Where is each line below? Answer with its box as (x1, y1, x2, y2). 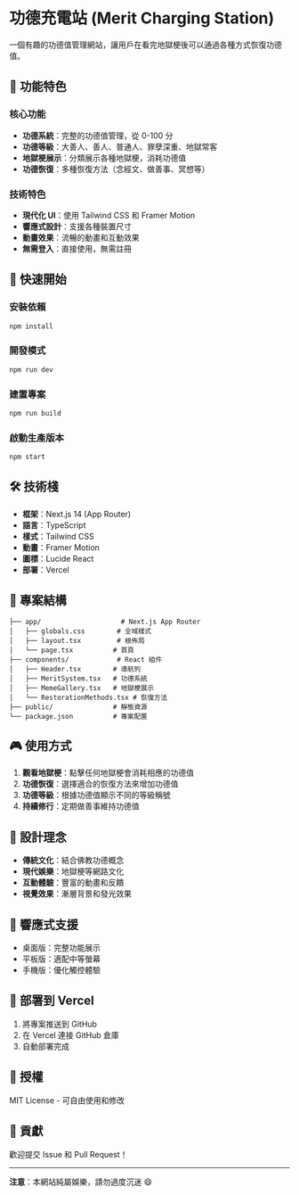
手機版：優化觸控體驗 (21, 965, 101, 976)
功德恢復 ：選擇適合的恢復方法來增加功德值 (21, 779, 179, 789)
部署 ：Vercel (21, 564, 69, 575)
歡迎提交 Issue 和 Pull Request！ (9, 1149, 128, 1159)
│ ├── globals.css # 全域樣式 (9, 626, 152, 636)
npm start (9, 452, 46, 462)
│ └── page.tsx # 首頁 (9, 646, 135, 655)
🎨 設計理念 (9, 829, 67, 845)
